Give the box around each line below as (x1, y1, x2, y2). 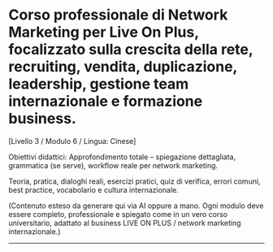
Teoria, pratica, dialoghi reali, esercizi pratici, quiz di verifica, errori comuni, (8, 176, 262, 186)
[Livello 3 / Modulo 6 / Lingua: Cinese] (8, 136, 136, 146)
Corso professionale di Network (8, 6, 228, 24)
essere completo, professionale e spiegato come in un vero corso (8, 209, 228, 219)
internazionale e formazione (8, 92, 203, 111)
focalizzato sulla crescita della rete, (8, 41, 253, 59)
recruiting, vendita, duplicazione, (8, 58, 238, 76)
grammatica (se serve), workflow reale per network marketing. (8, 160, 218, 170)
